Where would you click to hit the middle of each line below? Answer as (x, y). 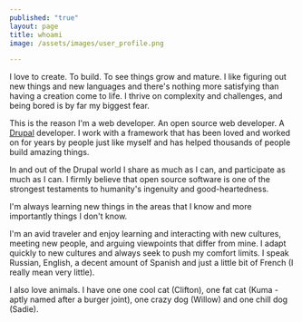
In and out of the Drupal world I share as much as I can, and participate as (147, 170)
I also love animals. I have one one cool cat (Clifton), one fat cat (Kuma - (144, 290)
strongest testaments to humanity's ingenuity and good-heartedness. (139, 189)
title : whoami (36, 34)
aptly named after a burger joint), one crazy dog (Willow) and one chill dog (149, 299)
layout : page (34, 26)
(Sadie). (24, 309)
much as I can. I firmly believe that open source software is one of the (140, 180)
